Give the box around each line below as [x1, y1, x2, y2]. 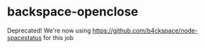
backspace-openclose [7, 4, 138, 20]
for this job [43, 33, 74, 41]
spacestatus [7, 33, 43, 41]
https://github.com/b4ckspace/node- [92, 26, 198, 34]
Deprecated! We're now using [7, 26, 91, 34]
